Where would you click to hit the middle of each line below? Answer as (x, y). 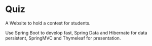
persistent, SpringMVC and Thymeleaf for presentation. (63, 38)
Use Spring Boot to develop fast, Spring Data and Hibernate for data (76, 32)
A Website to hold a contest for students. (48, 23)
